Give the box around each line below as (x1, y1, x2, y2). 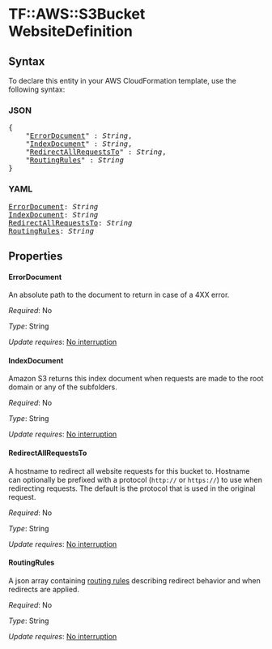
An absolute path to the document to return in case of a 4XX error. (8, 290, 230, 300)
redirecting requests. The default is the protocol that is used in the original (8, 484, 256, 493)
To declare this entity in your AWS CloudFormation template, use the (8, 76, 236, 85)
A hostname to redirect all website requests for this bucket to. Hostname (8, 466, 250, 475)
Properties (8, 249, 63, 263)
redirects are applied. (8, 584, 79, 594)
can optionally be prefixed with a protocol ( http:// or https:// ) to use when (8, 475, 263, 484)
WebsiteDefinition (8, 22, 134, 41)
